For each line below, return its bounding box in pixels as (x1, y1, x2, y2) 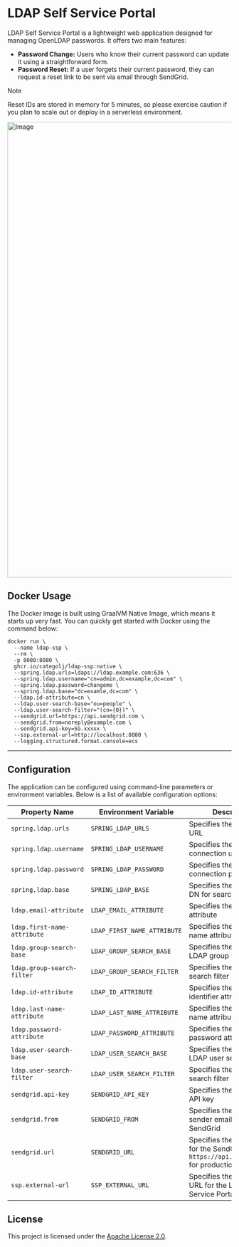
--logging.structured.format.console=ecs (14, 737, 139, 744)
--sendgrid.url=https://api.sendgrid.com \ (14, 712, 144, 720)
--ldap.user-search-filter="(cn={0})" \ (14, 706, 135, 713)
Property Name (21, 806, 75, 816)
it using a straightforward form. (17, 57, 109, 65)
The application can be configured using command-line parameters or (7, 782, 213, 791)
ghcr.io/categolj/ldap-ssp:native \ (14, 663, 122, 670)
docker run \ (7, 638, 46, 645)
